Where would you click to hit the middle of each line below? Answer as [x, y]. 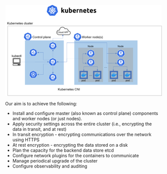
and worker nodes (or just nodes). [47, 118]
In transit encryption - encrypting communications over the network [82, 134]
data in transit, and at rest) [39, 129]
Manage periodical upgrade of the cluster [55, 161]
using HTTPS [26, 140]
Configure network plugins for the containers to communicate [76, 155]
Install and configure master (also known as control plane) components [85, 113]
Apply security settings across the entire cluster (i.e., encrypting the [82, 124]
